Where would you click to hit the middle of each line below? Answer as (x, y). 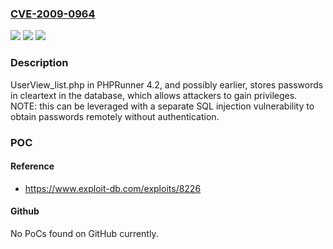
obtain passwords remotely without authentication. (115, 116)
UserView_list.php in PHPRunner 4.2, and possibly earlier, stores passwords (167, 84)
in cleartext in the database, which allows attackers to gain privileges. (154, 95)
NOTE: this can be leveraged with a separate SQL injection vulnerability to (162, 106)
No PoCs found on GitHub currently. (84, 233)
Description (39, 63)
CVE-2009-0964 (53, 14)
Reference (32, 166)
